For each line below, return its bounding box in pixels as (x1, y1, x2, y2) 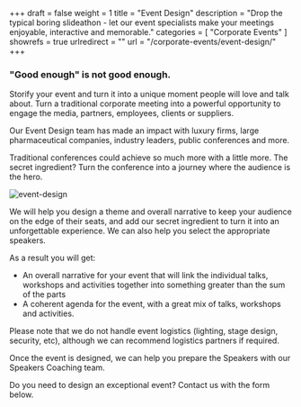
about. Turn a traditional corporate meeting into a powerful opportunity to (9, 98, 281, 109)
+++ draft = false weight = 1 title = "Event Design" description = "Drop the (9, 8, 283, 18)
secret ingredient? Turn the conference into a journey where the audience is (9, 162, 291, 173)
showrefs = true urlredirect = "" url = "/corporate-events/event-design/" (9, 36, 277, 47)
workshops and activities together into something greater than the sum (22, 279, 286, 291)
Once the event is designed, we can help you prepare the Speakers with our (9, 353, 291, 364)
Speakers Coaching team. (9, 362, 105, 373)
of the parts (22, 289, 66, 300)
